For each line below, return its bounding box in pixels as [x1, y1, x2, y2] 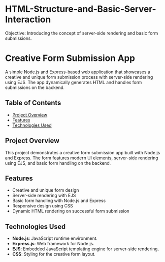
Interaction [5, 14, 51, 25]
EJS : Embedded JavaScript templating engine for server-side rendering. [12, 246, 159, 252]
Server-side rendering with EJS [12, 193, 76, 199]
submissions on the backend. [5, 85, 65, 90]
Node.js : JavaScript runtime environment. [12, 235, 98, 241]
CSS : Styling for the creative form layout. [12, 251, 96, 257]
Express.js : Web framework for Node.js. [12, 241, 95, 247]
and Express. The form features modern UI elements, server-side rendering [5, 155, 159, 161]
